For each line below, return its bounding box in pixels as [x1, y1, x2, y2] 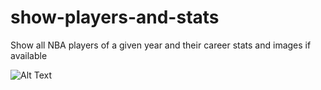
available [10, 49, 48, 61]
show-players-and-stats [10, 6, 220, 29]
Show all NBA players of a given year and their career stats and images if [10, 39, 312, 51]
